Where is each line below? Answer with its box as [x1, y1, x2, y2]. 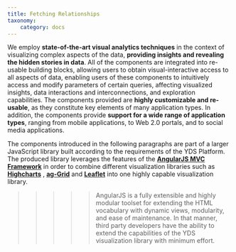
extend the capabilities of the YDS [95, 229, 195, 238]
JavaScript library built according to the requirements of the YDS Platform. [7, 147, 225, 156]
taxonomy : [7, 17, 37, 24]
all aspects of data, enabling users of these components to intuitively [7, 73, 210, 82]
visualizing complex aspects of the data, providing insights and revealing [7, 50, 225, 59]
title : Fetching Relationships [7, 10, 100, 18]
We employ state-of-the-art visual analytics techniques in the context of [7, 43, 225, 52]
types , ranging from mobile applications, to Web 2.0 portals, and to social [7, 119, 223, 127]
